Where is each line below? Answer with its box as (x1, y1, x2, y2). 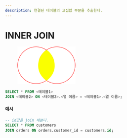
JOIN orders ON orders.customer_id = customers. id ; (5, 128, 114, 133)
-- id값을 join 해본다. (5, 118, 49, 123)
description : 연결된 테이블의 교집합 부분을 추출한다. (5, 8, 103, 13)
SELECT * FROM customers (5, 123, 56, 128)
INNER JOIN (5, 30, 55, 41)
